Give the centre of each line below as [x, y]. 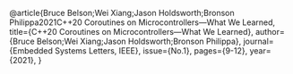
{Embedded [31, 51]
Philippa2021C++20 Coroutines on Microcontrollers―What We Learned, [142, 22]
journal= [259, 41]
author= [270, 32]
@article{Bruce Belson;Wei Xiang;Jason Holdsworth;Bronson [122, 13]
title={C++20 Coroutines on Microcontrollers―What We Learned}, [131, 32]
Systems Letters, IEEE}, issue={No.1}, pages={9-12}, [151, 51]
